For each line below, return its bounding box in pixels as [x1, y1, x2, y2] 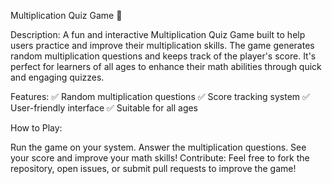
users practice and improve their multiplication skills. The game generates [10, 40, 315, 51]
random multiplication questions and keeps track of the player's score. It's [10, 50, 317, 62]
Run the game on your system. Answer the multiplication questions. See [10, 141, 307, 153]
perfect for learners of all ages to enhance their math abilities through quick [10, 61, 322, 72]
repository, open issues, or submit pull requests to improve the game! [10, 163, 297, 174]
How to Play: [10, 122, 63, 134]
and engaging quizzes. [10, 71, 105, 83]
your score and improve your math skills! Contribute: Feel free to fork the [10, 152, 310, 164]
